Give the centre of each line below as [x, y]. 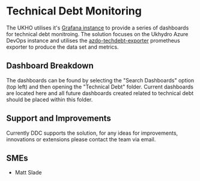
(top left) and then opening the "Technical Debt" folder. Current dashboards [100, 87]
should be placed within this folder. [50, 99]
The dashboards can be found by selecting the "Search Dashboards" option [100, 80]
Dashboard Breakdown [50, 66]
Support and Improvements [59, 118]
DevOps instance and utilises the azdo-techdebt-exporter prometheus [93, 40]
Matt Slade [28, 173]
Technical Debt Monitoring [74, 11]
